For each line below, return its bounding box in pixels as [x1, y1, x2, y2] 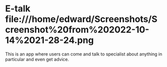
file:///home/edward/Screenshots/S [5, 13, 158, 25]
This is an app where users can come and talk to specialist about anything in [5, 51, 163, 57]
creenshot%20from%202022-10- [5, 24, 150, 35]
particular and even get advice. [5, 56, 69, 62]
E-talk [5, 3, 31, 14]
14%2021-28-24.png [5, 35, 94, 46]
